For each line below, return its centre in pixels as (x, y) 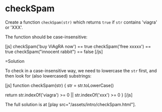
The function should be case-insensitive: (46, 37)
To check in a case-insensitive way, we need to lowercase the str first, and (81, 70)
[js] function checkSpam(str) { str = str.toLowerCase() (59, 85)
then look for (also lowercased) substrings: (48, 76)
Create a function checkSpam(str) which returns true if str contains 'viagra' (81, 22)
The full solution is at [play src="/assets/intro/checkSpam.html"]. (70, 104)
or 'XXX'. (14, 27)
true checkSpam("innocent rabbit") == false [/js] (54, 52)
